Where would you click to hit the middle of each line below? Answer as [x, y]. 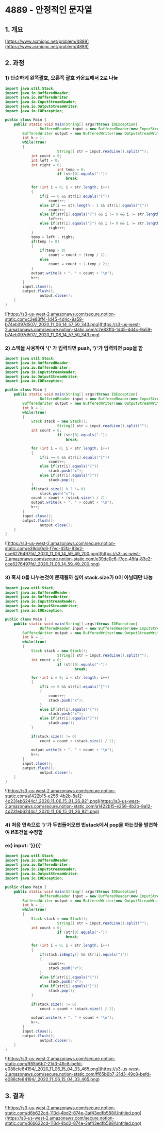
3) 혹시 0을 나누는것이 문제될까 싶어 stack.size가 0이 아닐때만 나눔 [79, 578]
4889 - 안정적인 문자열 [49, 10]
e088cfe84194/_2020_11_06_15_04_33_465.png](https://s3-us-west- [73, 1069]
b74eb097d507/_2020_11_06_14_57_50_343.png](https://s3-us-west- [73, 324]
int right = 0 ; [46, 165]
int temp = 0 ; [71, 170]
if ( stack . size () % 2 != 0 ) [58, 489]
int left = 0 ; [45, 160]
